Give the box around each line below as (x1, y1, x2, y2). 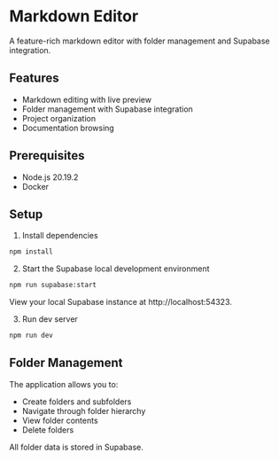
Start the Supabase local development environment (21, 263, 210, 274)
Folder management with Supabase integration (21, 104, 193, 114)
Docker (21, 181, 50, 191)
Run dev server (21, 314, 78, 324)
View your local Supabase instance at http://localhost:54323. (9, 297, 233, 308)
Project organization (21, 113, 97, 123)
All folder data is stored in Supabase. (9, 441, 143, 452)
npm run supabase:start (9, 281, 97, 290)
